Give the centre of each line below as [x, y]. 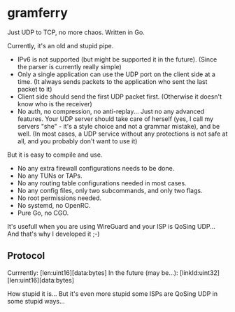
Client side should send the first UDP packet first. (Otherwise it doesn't [120, 97]
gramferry [38, 13]
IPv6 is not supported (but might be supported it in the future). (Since [117, 59]
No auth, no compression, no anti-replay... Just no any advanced [111, 111]
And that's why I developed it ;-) [54, 234]
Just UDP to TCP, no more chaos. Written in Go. [76, 32]
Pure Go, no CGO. [43, 213]
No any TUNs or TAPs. [50, 176]
